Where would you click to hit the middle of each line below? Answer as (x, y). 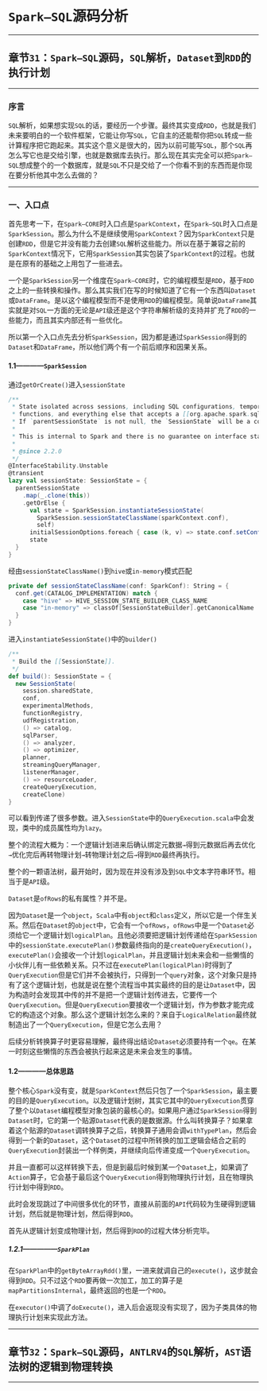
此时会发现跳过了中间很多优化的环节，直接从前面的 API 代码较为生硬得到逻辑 (132, 1203)
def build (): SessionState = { (60, 676)
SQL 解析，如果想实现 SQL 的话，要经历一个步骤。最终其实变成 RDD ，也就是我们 (132, 126)
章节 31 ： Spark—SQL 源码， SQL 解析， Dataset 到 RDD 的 (130, 58)
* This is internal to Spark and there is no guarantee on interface (129, 436)
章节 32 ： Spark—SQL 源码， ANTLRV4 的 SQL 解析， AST (124, 1352)
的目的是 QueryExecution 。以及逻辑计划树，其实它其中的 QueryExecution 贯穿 (131, 1100)
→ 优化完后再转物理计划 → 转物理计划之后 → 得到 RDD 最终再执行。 (106, 854)
